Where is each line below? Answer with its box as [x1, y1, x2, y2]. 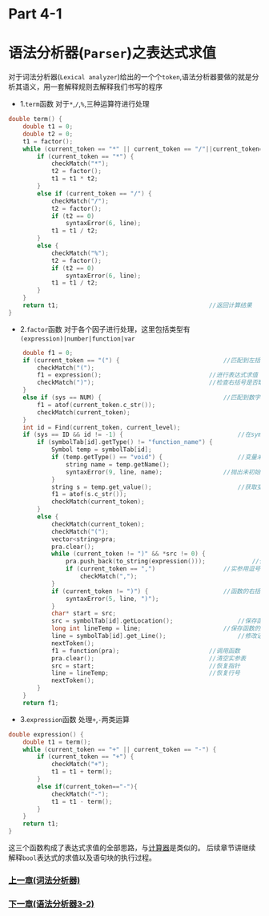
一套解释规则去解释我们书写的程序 [50, 82, 163, 92]
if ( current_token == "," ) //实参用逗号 [65, 565, 261, 573]
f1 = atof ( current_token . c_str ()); [37, 401, 156, 409]
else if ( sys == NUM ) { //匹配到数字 [22, 393, 261, 402]
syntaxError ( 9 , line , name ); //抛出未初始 [65, 468, 261, 476]
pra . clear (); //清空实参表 [50, 654, 247, 662]
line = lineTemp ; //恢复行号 [50, 669, 240, 677]
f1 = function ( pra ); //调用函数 [50, 647, 240, 655]
